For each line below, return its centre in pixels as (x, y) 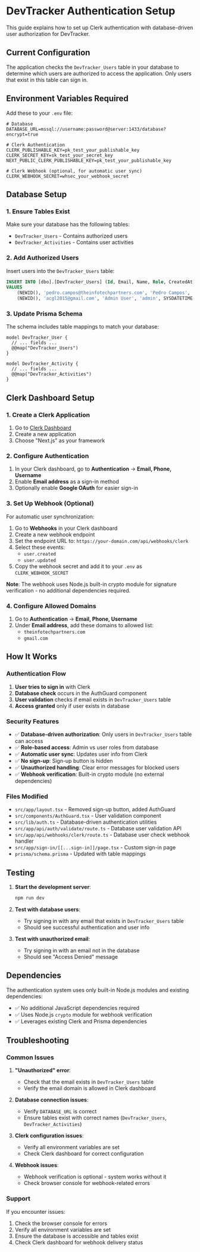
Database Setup (37, 194)
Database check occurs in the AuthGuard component (81, 693)
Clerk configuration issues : (49, 1136)
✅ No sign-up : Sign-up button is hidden (64, 760)
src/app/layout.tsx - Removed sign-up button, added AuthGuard (95, 809)
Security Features (33, 721)
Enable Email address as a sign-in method (67, 481)
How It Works (32, 657)
